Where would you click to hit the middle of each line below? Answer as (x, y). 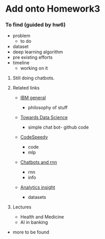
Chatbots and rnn (38, 162)
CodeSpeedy (34, 137)
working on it (34, 68)
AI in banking (34, 222)
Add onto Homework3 (53, 9)
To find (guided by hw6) (35, 25)
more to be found (31, 232)
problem (21, 36)
